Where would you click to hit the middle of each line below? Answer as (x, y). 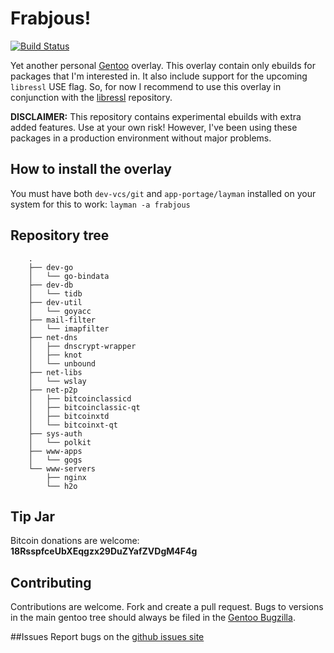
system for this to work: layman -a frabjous (100, 204)
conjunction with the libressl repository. (91, 97)
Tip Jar (32, 516)
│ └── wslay (57, 381)
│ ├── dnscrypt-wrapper (82, 346)
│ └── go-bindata (69, 276)
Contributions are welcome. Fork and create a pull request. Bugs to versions (167, 607)
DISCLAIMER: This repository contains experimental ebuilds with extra (156, 116)
